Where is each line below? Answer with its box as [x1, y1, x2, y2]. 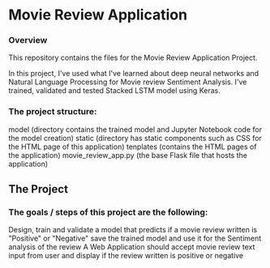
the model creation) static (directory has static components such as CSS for [8, 133, 262, 143]
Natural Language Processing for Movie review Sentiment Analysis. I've [8, 77, 247, 87]
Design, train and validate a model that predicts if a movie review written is [8, 225, 258, 235]
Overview [8, 35, 48, 46]
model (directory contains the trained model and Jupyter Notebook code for [8, 124, 262, 134]
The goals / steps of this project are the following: [8, 206, 208, 218]
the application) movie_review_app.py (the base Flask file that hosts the [8, 150, 247, 160]
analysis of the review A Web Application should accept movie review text [8, 242, 255, 252]
